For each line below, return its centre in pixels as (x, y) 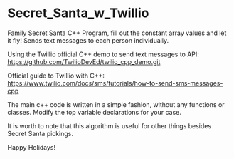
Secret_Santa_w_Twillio (78, 13)
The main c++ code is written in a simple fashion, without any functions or (116, 104)
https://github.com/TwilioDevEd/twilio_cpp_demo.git (84, 61)
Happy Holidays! (32, 147)
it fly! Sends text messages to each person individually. (88, 40)
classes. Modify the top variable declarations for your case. (94, 112)
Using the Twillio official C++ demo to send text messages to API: (103, 54)
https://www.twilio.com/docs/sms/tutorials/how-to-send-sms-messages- (115, 83)
